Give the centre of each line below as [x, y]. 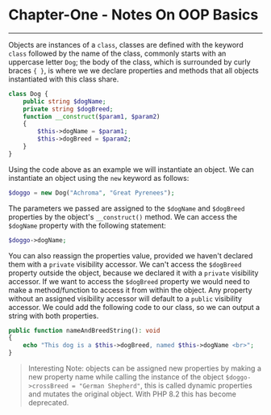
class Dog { [28, 94]
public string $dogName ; [65, 101]
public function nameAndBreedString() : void [84, 330]
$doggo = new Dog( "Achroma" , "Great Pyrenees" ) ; [92, 193]
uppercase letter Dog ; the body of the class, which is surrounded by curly [130, 61]
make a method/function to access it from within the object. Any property [130, 290]
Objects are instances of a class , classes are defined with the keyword [126, 44]
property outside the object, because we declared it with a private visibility [133, 273]
